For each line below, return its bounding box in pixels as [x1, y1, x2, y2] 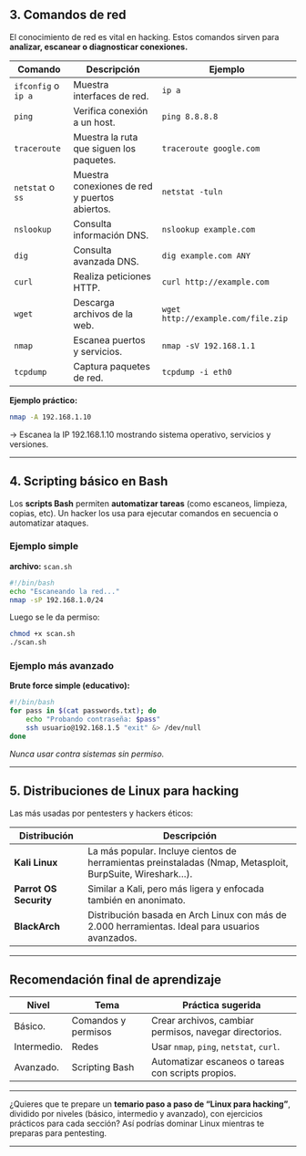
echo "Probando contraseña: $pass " [25, 715, 161, 724]
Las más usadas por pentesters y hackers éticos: [9, 807, 194, 818]
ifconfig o [14, 79, 60, 92]
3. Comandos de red [9, 7, 127, 23]
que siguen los [72, 141, 137, 154]
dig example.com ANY [161, 250, 251, 261]
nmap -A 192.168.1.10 [9, 412, 92, 422]
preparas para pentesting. [9, 1128, 107, 1139]
